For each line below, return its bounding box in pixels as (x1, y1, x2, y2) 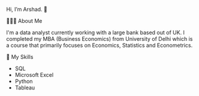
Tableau (14, 84, 35, 91)
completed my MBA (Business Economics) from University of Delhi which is (6, 35, 193, 42)
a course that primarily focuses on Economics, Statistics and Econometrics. (6, 42, 193, 49)
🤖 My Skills (6, 53, 34, 60)
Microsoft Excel (14, 71, 54, 78)
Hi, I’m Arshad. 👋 (6, 6, 48, 13)
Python (14, 78, 33, 85)
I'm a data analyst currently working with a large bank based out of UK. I (6, 29, 185, 36)
